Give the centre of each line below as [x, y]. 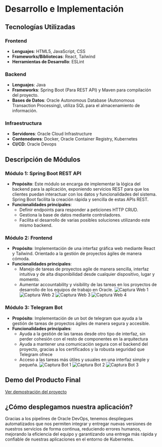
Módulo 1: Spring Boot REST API [43, 173]
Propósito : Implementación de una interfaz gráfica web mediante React [83, 249]
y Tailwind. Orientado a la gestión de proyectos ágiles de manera [77, 253]
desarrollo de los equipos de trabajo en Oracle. [66, 290]
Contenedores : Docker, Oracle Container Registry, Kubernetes [75, 139]
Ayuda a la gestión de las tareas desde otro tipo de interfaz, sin [82, 334]
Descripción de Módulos [43, 159]
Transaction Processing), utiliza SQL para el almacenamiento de [76, 106]
